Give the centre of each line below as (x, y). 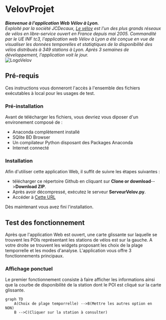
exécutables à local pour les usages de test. (50, 93)
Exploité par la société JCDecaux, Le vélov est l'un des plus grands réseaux (83, 28)
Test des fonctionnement (45, 222)
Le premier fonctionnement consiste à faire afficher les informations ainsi (80, 280)
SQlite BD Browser (31, 137)
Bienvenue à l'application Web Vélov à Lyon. (52, 23)
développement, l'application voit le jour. (47, 55)
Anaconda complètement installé (46, 132)
